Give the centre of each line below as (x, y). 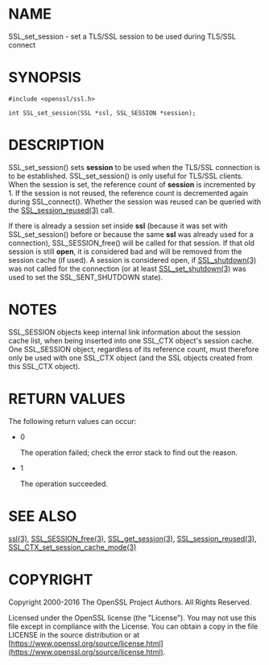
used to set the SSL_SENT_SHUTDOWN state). (86, 277)
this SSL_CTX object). (44, 366)
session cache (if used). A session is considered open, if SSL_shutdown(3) (132, 260)
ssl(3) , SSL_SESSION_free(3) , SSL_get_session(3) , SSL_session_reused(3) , (132, 538)
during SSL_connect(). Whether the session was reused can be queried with (135, 202)
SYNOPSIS (45, 78)
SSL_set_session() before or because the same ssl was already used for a (131, 234)
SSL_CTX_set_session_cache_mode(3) (72, 547)
